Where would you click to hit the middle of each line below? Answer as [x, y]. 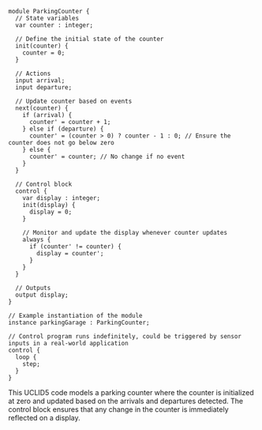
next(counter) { [42, 108]
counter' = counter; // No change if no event [107, 157]
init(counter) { [42, 46]
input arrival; [40, 81]
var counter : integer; [54, 25]
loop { [26, 357]
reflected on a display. [44, 418]
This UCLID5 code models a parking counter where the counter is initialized [131, 392]
